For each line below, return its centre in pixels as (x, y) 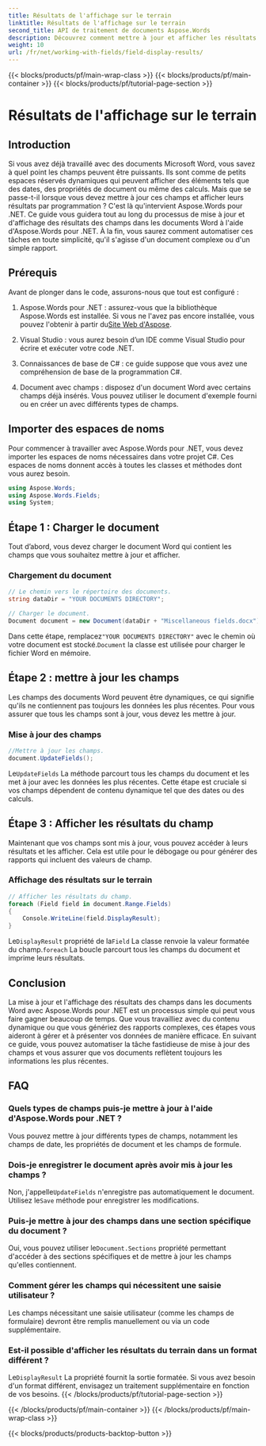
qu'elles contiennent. (42, 1265)
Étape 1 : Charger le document (84, 527)
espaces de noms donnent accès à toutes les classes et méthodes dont (125, 465)
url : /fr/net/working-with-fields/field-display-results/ (106, 52)
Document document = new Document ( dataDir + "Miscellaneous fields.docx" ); (136, 621)
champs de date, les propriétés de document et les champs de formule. (125, 1144)
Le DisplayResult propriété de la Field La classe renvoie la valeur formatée (129, 942)
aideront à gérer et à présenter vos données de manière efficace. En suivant (132, 1036)
